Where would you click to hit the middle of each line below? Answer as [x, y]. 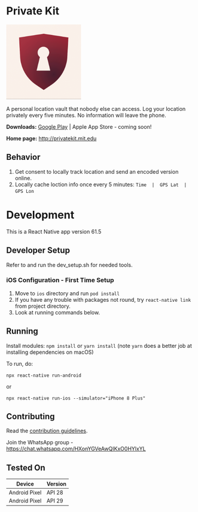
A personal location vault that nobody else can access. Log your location [96, 108]
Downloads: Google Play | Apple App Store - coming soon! [79, 126]
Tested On [26, 467]
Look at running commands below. [57, 312]
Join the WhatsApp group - [40, 443]
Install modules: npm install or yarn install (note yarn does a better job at [99, 346]
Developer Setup [38, 251]
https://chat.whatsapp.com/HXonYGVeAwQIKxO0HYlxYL [76, 449]
